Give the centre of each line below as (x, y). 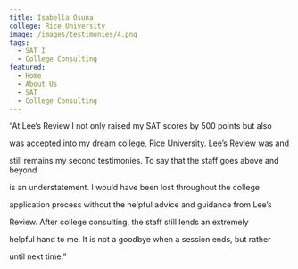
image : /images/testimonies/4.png (74, 34)
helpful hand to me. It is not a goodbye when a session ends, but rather (140, 240)
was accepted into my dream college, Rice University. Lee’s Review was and (149, 143)
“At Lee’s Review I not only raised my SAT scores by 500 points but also (141, 126)
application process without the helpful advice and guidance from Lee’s (141, 205)
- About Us (37, 84)
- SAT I (32, 51)
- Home (29, 76)
